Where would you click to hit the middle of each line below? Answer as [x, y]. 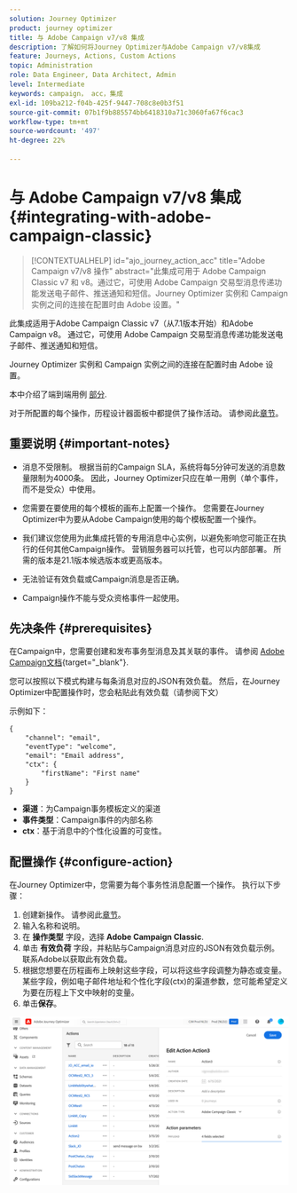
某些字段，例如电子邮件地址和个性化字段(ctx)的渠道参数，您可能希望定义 [155, 982]
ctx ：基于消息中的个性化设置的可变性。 [94, 831]
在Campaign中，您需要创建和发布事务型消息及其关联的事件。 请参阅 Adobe [147, 652]
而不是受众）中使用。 [61, 489]
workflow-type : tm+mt [49, 122]
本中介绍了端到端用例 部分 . [58, 394]
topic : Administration [51, 66]
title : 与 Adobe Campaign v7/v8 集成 [77, 37]
